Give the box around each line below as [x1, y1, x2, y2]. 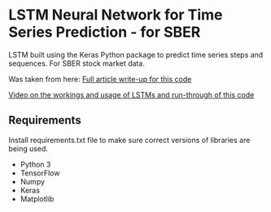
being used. [8, 144, 49, 154]
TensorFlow [20, 168, 60, 178]
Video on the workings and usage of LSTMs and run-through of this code [8, 89, 255, 99]
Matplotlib [20, 193, 55, 204]
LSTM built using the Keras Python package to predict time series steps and [8, 50, 264, 59]
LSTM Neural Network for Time [8, 6, 223, 24]
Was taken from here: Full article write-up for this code [8, 74, 192, 84]
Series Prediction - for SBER [8, 23, 201, 41]
